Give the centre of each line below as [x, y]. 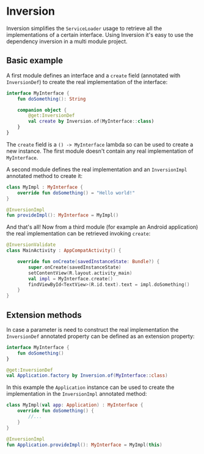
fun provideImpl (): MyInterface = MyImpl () [63, 215]
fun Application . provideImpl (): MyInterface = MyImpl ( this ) [85, 445]
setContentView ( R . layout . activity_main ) [80, 273]
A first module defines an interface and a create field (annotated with [93, 75]
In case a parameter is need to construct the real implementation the [93, 329]
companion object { [42, 110]
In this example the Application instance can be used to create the [90, 387]
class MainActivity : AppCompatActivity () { [64, 251]
